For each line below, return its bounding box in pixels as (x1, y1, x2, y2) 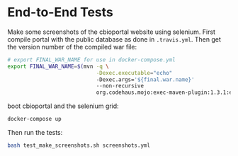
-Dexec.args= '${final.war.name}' (96, 76, 195, 83)
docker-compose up (7, 116, 62, 123)
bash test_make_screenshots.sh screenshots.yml (7, 142, 151, 149)
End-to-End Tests (7, 4, 113, 20)
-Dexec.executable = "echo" (96, 69, 173, 76)
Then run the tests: (7, 128, 63, 137)
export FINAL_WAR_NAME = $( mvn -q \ (7, 63, 110, 70)
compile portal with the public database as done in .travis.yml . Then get (7, 35, 222, 43)
